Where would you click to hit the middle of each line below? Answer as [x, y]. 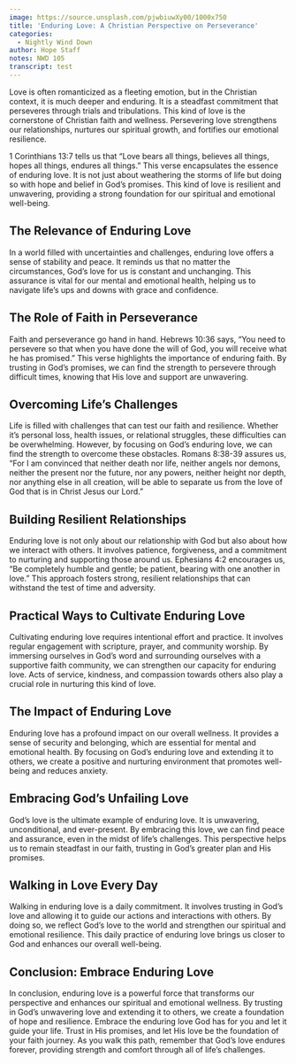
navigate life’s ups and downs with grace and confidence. [114, 289]
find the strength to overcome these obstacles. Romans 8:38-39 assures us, [148, 454]
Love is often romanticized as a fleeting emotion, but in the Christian [133, 92]
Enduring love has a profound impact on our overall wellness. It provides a [144, 733]
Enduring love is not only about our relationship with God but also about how [148, 541]
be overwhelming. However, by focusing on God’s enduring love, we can [141, 444]
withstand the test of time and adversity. [83, 588]
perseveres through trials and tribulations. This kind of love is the [127, 111]
